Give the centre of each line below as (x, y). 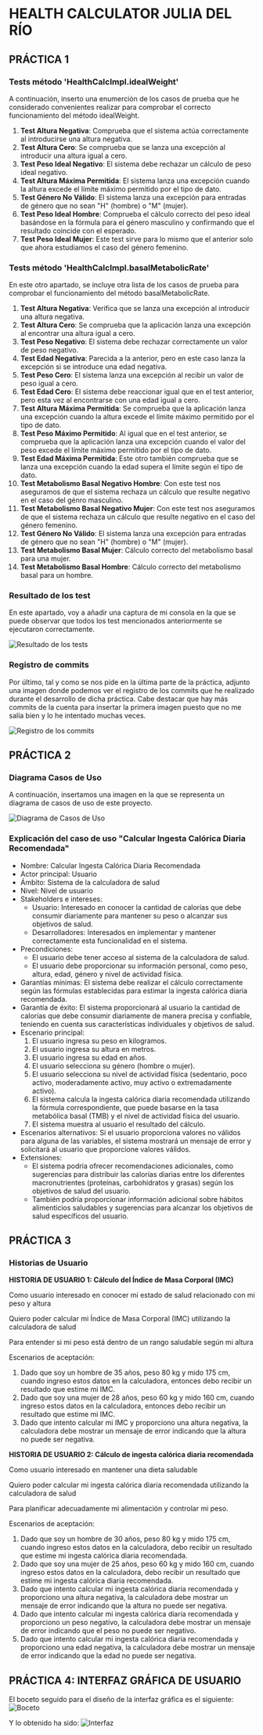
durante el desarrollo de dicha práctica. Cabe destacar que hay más (119, 699)
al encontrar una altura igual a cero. (77, 334)
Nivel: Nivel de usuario (56, 890)
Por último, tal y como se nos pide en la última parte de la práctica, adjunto (130, 682)
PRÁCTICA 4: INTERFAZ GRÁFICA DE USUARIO (125, 1680)
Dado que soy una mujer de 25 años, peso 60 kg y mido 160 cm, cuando (137, 1564)
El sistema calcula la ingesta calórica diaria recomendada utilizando (141, 1099)
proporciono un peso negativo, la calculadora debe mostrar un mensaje (135, 1623)
